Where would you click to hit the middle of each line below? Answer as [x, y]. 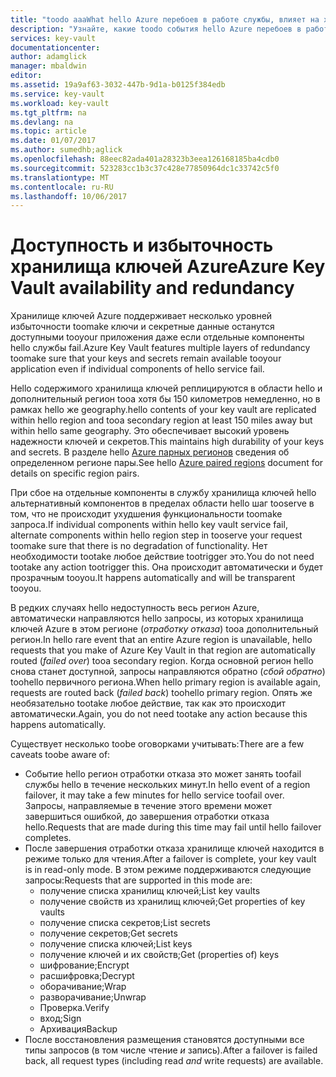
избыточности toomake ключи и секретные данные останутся [142, 327]
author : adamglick [48, 57]
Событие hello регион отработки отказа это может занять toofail [163, 774]
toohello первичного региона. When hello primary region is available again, [166, 682]
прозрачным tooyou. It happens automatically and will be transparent [153, 578]
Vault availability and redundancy [152, 288]
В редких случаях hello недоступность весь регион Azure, [135, 608]
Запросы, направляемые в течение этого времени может [148, 806]
